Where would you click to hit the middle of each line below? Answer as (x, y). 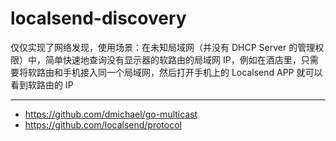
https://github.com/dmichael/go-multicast (111, 114)
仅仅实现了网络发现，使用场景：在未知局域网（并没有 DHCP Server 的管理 (163, 47)
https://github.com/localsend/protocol (103, 124)
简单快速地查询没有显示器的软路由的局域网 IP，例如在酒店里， (173, 59)
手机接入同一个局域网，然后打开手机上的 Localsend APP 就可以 (192, 72)
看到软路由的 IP (42, 84)
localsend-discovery (98, 18)
